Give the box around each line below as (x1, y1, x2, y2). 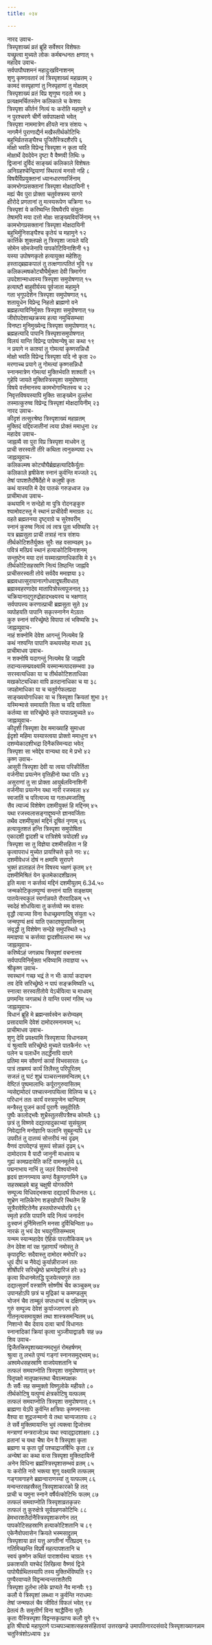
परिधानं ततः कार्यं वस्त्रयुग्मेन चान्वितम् (7, 1095, 86, 1104)
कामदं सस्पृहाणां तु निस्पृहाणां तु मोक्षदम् (7, 81, 88, 89)
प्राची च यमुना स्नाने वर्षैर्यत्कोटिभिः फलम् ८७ (7, 1490, 99, 1498)
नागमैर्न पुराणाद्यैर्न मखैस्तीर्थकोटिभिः (7, 128, 81, 136)
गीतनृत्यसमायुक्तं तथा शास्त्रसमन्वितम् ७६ (7, 1312, 95, 1320)
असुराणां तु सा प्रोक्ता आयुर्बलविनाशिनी (7, 778, 87, 786)
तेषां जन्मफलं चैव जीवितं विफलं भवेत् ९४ (7, 1598, 93, 1606)
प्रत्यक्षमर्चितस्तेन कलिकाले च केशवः (7, 97, 82, 105)
